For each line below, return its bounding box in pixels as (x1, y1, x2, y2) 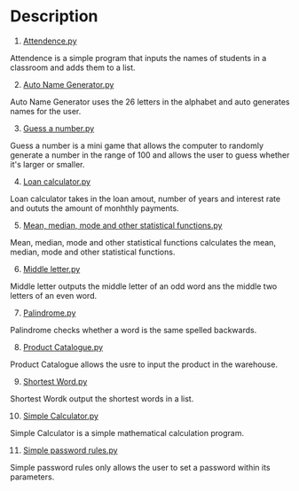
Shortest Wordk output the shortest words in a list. (10, 393, 194, 404)
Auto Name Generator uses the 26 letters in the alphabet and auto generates (10, 96, 290, 107)
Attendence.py (22, 35, 78, 46)
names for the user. (10, 105, 82, 116)
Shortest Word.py (22, 376, 88, 386)
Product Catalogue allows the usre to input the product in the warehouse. (10, 359, 279, 370)
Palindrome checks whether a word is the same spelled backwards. (10, 324, 257, 335)
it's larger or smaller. (10, 159, 85, 169)
